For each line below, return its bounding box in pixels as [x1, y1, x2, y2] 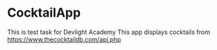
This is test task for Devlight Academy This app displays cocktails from [7, 28, 211, 36]
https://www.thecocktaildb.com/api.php [7, 35, 122, 43]
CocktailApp [7, 5, 81, 21]
